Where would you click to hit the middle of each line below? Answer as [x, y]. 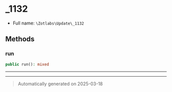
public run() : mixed [27, 64]
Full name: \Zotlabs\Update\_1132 [48, 23]
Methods [20, 39]
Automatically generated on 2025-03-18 [60, 84]
